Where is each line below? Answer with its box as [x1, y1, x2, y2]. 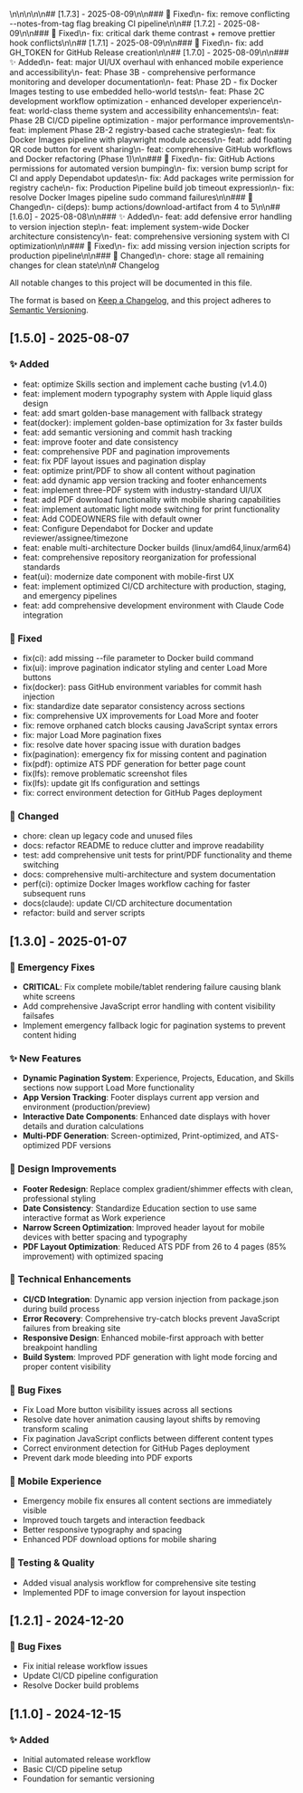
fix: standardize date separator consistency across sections [22, 700, 246, 711]
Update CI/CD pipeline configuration [22, 1671, 158, 1682]
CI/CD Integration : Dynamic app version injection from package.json [22, 1293, 279, 1304]
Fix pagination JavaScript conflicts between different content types [22, 1433, 274, 1444]
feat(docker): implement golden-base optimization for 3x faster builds [22, 417, 283, 427]
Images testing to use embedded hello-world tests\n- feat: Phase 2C [9, 86, 265, 97]
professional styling [22, 1193, 97, 1203]
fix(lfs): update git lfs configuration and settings [22, 777, 201, 788]
